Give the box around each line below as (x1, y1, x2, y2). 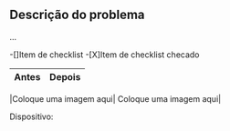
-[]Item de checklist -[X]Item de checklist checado (9, 49, 200, 60)
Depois (49, 70, 81, 83)
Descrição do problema (9, 7, 145, 23)
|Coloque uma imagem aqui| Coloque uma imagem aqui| (9, 93, 222, 104)
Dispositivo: (9, 111, 54, 122)
